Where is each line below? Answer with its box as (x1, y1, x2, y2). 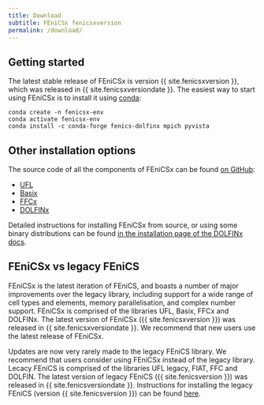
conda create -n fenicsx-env (8, 108, 104, 117)
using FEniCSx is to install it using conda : (8, 93, 142, 103)
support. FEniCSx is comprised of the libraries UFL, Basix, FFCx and (8, 306, 229, 316)
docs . (8, 238, 27, 246)
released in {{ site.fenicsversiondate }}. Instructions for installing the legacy (8, 380, 254, 389)
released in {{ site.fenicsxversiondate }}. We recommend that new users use (8, 323, 256, 332)
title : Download (8, 11, 61, 20)
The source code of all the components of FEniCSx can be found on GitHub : (8, 165, 255, 174)
